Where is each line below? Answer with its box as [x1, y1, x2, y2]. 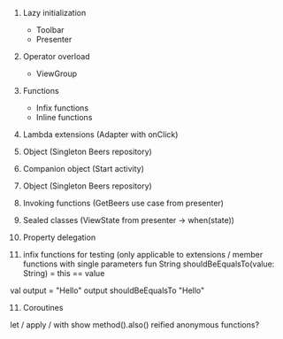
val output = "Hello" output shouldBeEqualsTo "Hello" [10, 285, 205, 296]
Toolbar [35, 25, 65, 35]
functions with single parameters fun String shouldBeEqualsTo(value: [22, 258, 275, 269]
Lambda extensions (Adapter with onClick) [22, 129, 179, 140]
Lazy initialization [22, 8, 87, 18]
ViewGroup [35, 68, 78, 79]
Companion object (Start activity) [22, 164, 145, 173]
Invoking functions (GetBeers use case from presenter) [22, 198, 225, 208]
